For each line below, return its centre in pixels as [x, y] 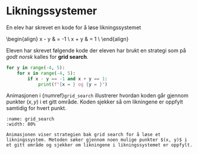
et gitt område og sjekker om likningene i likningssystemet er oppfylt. [100, 145]
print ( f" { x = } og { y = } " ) [73, 84]
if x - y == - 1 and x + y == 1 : [68, 78]
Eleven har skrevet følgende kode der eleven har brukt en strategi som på [96, 50]
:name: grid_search [30, 119]
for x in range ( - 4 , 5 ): [46, 73]
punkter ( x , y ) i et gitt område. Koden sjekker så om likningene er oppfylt [95, 102]
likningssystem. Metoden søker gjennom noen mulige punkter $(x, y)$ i [97, 140]
